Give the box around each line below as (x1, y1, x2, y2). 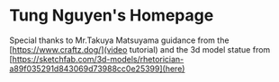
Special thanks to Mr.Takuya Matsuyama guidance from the (9, 35, 229, 45)
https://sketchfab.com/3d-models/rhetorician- (12, 53, 184, 64)
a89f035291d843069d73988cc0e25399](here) (9, 63, 185, 74)
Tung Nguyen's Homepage (9, 5, 214, 26)
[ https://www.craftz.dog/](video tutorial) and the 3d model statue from (9, 44, 271, 54)
